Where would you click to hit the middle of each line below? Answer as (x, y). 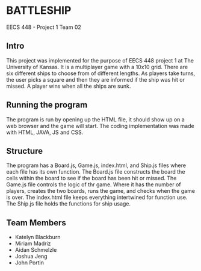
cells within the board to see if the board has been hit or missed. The (91, 178)
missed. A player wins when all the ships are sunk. (69, 86)
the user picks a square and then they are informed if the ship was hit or (96, 79)
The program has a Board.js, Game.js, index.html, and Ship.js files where (96, 165)
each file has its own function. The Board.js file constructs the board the (96, 172)
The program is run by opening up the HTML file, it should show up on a (95, 119)
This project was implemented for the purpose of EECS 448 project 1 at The (100, 60)
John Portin (29, 263)
